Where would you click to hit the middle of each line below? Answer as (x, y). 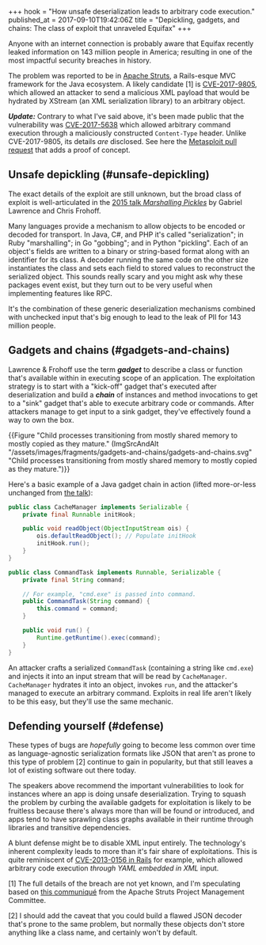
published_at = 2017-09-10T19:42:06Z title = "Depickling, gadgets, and (124, 20)
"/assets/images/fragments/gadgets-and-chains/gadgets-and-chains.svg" (130, 452)
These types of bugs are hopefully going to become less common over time (132, 745)
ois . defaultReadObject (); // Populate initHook (116, 536)
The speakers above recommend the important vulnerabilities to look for (126, 786)
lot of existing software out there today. (72, 770)
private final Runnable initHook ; (79, 514)
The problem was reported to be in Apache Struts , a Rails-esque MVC (122, 76)
